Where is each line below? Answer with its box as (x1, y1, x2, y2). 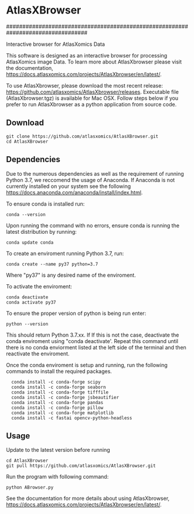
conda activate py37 (6, 299, 57, 305)
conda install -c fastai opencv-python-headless (11, 415, 132, 421)
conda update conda (6, 239, 54, 246)
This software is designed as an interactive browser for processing (6, 52, 168, 59)
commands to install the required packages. (6, 368, 113, 375)
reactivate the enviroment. (6, 350, 70, 357)
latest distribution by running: (6, 228, 77, 235)
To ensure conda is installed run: (6, 200, 85, 207)
